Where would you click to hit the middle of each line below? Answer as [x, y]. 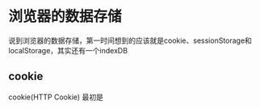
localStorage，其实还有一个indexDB [68, 50]
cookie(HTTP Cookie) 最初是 [56, 97]
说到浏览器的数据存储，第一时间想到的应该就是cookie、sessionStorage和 [130, 40]
